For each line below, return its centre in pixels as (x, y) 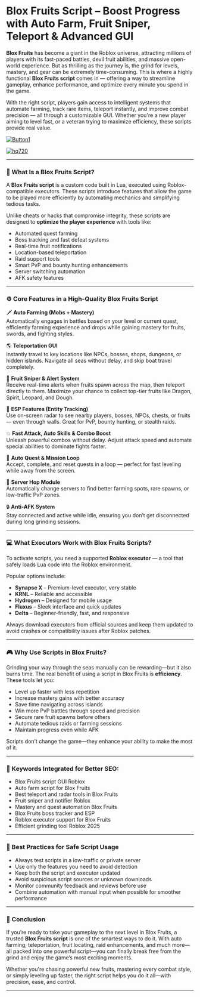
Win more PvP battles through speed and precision (77, 711)
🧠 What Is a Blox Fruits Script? (50, 172)
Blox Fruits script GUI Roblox (50, 782)
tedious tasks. (23, 204)
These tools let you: (30, 680)
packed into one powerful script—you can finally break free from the (97, 951)
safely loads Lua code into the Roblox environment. (69, 564)
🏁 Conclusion (26, 919)
